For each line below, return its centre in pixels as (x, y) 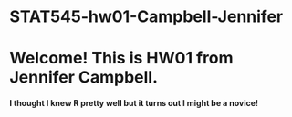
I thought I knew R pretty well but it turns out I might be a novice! (134, 102)
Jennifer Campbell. (83, 78)
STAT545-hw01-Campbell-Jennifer (146, 17)
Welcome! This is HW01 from (121, 58)
